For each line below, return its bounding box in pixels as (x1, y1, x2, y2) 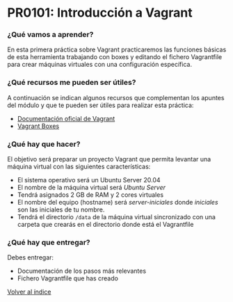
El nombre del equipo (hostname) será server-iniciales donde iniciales (17, 198, 218, 207)
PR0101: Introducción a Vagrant (7, 5, 193, 21)
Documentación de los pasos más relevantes (17, 267, 147, 276)
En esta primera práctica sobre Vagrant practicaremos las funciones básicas (7, 45, 227, 54)
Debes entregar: (7, 253, 54, 262)
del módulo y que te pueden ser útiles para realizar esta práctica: (7, 101, 194, 109)
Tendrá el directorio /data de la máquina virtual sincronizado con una (17, 213, 216, 221)
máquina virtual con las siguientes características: (7, 162, 151, 171)
